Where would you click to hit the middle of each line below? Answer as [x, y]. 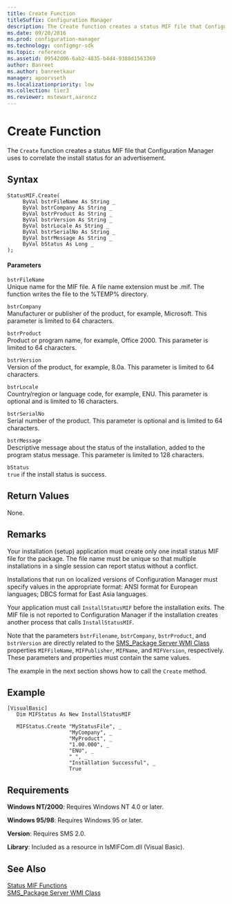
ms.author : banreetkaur [41, 71]
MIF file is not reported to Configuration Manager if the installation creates [113, 615]
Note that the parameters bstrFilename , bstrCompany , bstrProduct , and [107, 635]
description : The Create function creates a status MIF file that [105, 26]
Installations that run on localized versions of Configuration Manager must [113, 579]
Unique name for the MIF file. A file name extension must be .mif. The [106, 286]
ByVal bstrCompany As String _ [67, 207]
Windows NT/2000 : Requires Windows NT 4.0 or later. [86, 807]
